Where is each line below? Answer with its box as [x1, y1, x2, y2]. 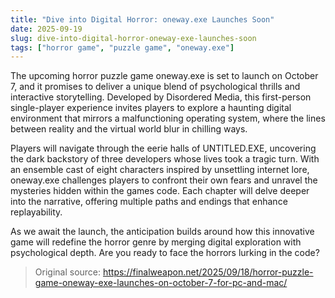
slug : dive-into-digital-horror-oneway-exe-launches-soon [10, 33, 257, 43]
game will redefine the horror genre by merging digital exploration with [10, 236, 302, 248]
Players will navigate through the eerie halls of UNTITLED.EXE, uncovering [10, 142, 317, 155]
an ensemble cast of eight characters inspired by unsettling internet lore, [10, 164, 310, 176]
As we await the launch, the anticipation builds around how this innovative [10, 226, 315, 238]
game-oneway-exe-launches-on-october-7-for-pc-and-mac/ [34, 277, 288, 289]
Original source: [34, 266, 102, 278]
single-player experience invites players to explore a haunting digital [10, 102, 292, 114]
